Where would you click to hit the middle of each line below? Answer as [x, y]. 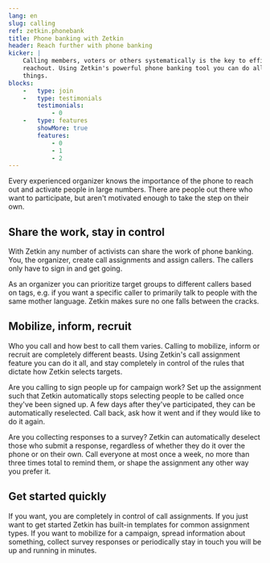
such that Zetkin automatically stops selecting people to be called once [126, 395]
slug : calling [32, 23]
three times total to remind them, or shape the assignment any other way [129, 462]
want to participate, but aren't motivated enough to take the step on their [129, 198]
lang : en [23, 16]
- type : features [55, 121]
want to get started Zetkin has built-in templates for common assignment [129, 524]
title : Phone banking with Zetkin [66, 38]
